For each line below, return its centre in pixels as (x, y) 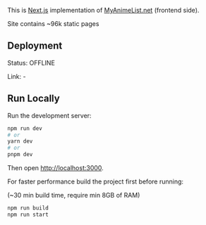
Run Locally (34, 99)
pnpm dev (20, 155)
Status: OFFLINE (31, 63)
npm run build (28, 208)
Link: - (17, 76)
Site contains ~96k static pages (53, 24)
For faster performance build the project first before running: (96, 181)
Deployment (35, 46)
